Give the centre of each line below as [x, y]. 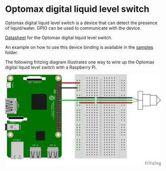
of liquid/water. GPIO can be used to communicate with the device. [73, 28]
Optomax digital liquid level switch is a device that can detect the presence [81, 23]
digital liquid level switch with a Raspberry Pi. [51, 67]
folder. [12, 52]
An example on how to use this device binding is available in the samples [79, 47]
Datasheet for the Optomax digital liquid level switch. [59, 38]
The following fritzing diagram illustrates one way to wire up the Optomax [80, 62]
